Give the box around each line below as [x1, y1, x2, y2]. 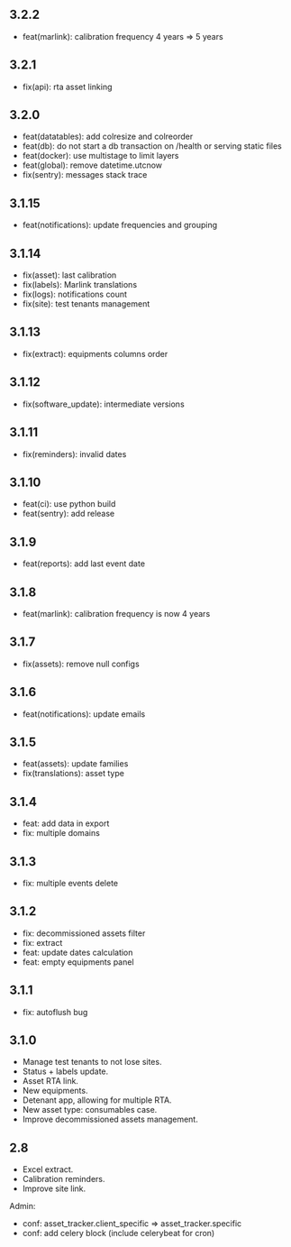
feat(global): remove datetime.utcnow [22, 160, 163, 170]
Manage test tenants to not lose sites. [22, 1057, 162, 1068]
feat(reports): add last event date [22, 558, 146, 569]
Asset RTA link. [22, 1076, 79, 1087]
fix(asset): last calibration [22, 270, 117, 280]
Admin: [9, 1201, 36, 1212]
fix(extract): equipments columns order [22, 348, 168, 359]
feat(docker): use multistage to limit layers [22, 151, 179, 161]
